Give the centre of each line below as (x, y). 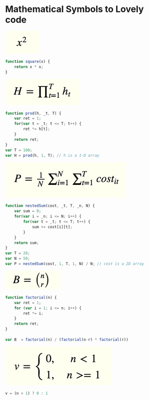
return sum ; (26, 243)
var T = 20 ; (17, 253)
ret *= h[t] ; (37, 129)
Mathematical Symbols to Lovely (74, 9)
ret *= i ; (33, 313)
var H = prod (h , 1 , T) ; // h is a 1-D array (52, 155)
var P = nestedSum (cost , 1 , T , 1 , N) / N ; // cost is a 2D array (75, 264)
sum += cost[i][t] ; (52, 227)
